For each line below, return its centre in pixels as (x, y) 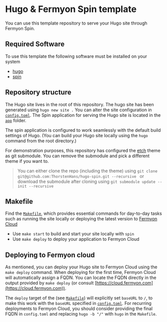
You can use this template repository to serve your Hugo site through (76, 23)
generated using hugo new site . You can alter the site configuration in (78, 110)
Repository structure (38, 92)
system (13, 62)
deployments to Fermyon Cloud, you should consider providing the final (79, 308)
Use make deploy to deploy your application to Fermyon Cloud (76, 239)
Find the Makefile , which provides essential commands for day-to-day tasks (84, 213)
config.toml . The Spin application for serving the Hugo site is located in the (83, 115)
